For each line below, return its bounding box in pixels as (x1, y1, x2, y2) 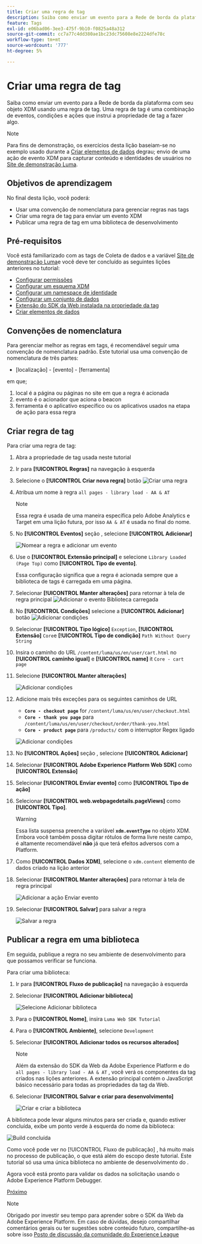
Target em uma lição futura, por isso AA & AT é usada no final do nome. (15, 518, 191, 525)
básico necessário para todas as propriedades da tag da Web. (15, 1081, 170, 1088)
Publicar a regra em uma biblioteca (7, 935, 140, 945)
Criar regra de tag (7, 426, 74, 436)
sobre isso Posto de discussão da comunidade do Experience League (7, 1231, 179, 1238)
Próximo (7, 1188, 28, 1195)
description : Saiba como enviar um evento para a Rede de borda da (7, 14, 179, 20)
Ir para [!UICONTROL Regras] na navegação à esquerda (15, 465, 155, 472)
